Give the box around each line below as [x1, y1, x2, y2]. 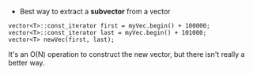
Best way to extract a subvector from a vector [19, 7, 172, 16]
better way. [8, 58, 45, 67]
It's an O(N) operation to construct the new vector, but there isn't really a [8, 50, 245, 58]
